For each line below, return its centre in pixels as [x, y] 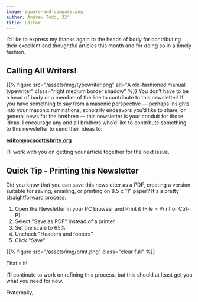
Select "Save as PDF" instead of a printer [65, 221]
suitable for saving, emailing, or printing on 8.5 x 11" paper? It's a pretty [92, 191]
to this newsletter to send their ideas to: [54, 129]
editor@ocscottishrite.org [39, 140]
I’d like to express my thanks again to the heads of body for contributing [94, 40]
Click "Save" [30, 240]
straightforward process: [36, 197]
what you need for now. [35, 281]
